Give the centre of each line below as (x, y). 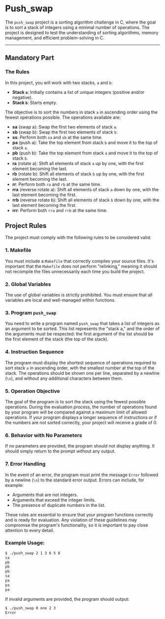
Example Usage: (25, 543)
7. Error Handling (25, 464)
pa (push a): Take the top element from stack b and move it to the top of (85, 142)
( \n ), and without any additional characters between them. (64, 378)
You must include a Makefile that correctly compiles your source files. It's (80, 261)
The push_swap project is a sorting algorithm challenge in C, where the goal (81, 22)
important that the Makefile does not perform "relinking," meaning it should (81, 266)
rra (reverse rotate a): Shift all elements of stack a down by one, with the (85, 189)
